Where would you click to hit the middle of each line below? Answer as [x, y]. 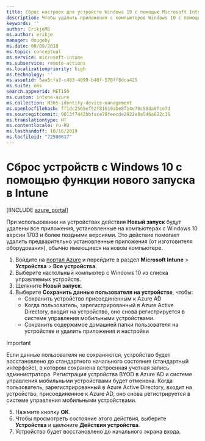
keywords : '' [23, 23]
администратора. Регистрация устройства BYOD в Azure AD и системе [99, 374]
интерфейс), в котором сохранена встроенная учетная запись [88, 368]
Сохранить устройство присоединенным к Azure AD [93, 298]
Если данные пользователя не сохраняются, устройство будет [88, 354]
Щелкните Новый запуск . [49, 285]
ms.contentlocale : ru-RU [38, 126]
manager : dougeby [28, 40]
